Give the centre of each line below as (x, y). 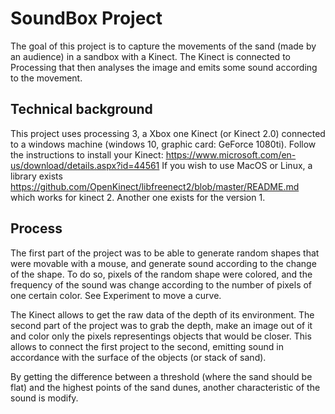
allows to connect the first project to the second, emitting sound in (147, 346)
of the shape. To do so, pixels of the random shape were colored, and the (161, 274)
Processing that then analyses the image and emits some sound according (164, 67)
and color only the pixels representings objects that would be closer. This (161, 336)
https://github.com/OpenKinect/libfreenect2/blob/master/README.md (155, 186)
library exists (36, 176)
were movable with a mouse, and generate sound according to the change (163, 263)
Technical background (81, 109)
